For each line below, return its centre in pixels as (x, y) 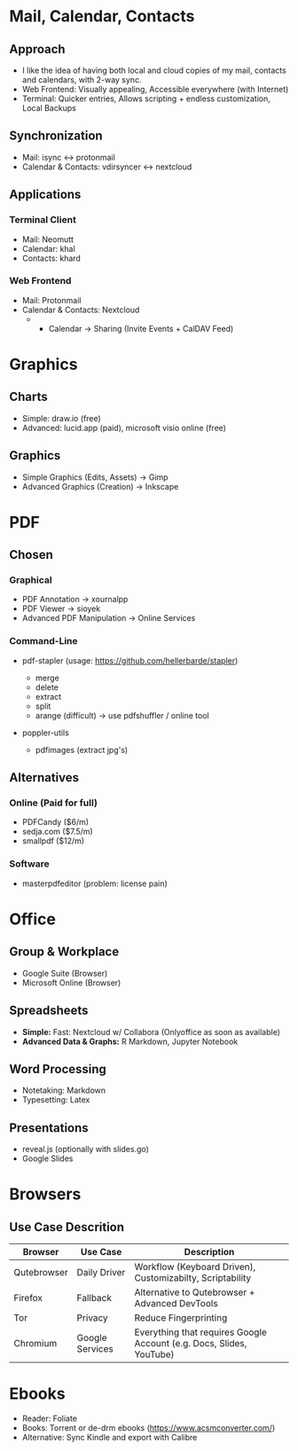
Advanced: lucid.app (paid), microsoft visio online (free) (124, 427)
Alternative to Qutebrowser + (195, 1292)
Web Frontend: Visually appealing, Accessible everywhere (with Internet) (155, 89)
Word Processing (58, 1069)
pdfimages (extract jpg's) (82, 749)
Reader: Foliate (50, 1419)
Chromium (35, 1344)
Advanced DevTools (176, 1304)
